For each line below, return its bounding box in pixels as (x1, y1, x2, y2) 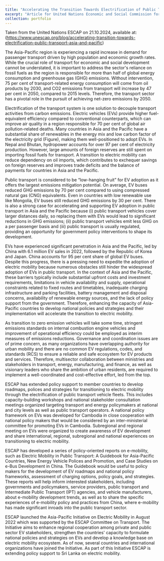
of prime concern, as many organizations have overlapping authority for (5, 341, 150, 347)
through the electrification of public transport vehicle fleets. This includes (5, 392, 153, 398)
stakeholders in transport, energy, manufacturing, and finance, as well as (5, 362, 152, 368)
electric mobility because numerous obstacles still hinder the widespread (5, 264, 152, 270)
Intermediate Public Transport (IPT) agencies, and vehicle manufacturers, (5, 489, 153, 495)
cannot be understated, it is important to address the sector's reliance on (5, 65, 152, 71)
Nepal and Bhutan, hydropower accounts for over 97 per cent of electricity (5, 142, 155, 148)
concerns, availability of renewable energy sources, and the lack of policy (5, 295, 154, 301)
